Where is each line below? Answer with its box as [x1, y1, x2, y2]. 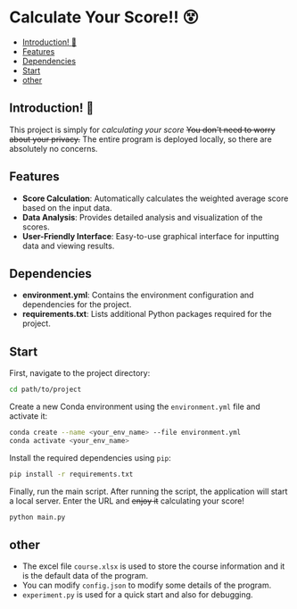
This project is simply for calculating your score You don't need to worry [9, 124, 276, 135]
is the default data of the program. [21, 571, 149, 581]
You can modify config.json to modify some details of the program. [21, 580, 272, 591]
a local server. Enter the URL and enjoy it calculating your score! [9, 495, 245, 506]
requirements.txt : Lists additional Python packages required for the [21, 309, 272, 320]
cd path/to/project [9, 385, 82, 395]
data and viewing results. [21, 240, 115, 251]
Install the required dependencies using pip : [9, 452, 171, 463]
